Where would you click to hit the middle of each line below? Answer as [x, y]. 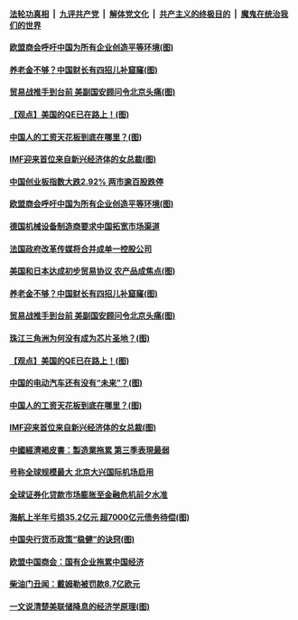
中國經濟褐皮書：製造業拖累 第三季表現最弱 [89, 450]
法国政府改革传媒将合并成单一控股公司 [80, 249]
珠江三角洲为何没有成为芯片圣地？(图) [80, 338]
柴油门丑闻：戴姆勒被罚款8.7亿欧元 [75, 584]
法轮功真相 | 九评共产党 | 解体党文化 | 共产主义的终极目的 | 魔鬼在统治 [145, 14]
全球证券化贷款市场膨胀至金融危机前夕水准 [88, 495]
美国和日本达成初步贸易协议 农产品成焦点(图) [93, 271]
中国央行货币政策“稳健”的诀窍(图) [72, 540]
